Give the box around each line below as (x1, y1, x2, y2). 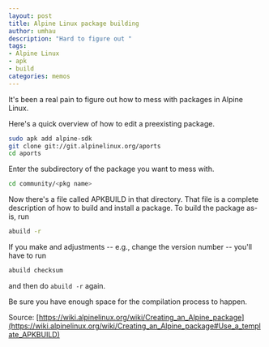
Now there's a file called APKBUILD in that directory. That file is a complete (8, 195, 259, 204)
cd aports (8, 149, 42, 158)
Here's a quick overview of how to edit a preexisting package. (8, 118, 215, 128)
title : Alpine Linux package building (8, 19, 139, 28)
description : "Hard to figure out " (8, 34, 132, 43)
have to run (8, 251, 47, 260)
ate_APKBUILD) (8, 329, 61, 339)
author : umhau (8, 27, 57, 35)
